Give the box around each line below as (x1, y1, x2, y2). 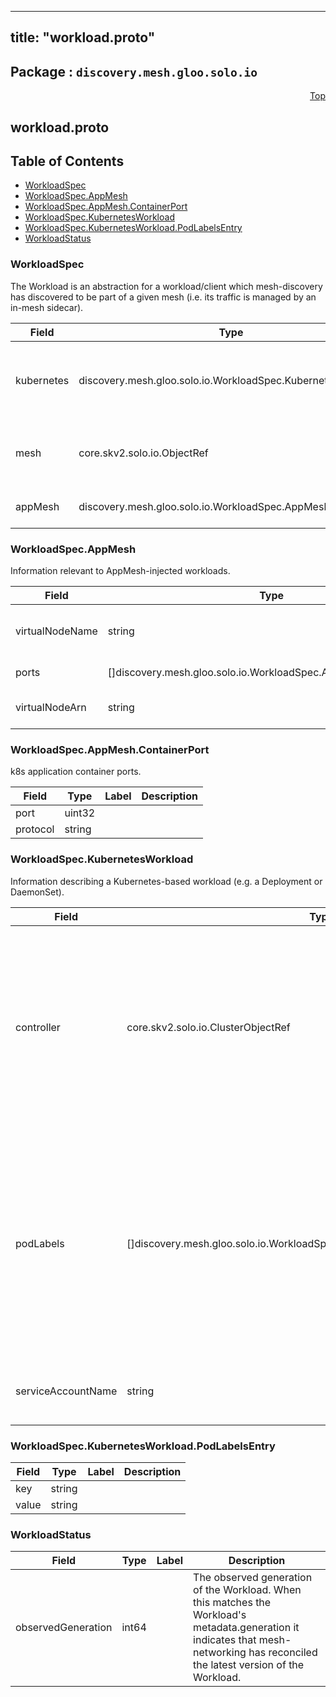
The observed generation (193, 1571, 313, 1585)
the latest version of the (193, 1658, 305, 1672)
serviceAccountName (15, 1384, 118, 1398)
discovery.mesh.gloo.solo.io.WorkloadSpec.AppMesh (78, 499, 330, 513)
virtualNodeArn (15, 701, 87, 714)
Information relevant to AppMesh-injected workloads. (10, 565, 231, 576)
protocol (15, 822, 55, 836)
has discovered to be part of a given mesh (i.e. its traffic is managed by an (10, 291, 317, 303)
